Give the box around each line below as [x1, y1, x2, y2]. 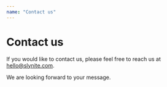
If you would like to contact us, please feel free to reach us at [6, 55, 161, 63]
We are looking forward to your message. [6, 74, 111, 81]
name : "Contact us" [6, 9, 56, 15]
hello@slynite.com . [6, 61, 55, 69]
